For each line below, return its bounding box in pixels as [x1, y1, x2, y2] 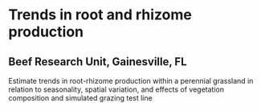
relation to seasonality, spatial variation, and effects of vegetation [8, 84, 225, 94]
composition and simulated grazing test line [8, 93, 153, 102]
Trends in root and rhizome [8, 6, 193, 24]
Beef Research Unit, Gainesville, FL [8, 55, 187, 68]
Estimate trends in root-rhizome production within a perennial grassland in [8, 76, 254, 85]
